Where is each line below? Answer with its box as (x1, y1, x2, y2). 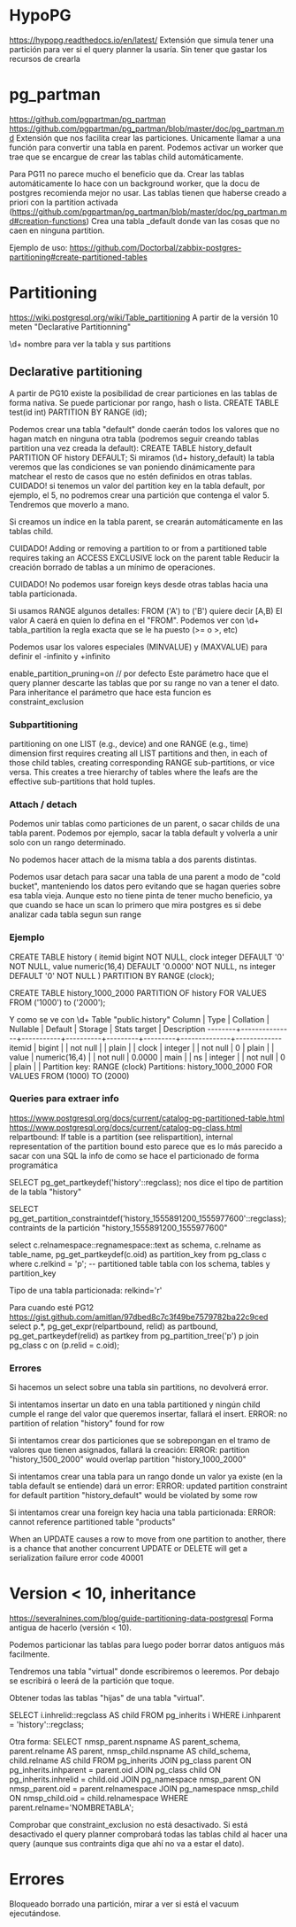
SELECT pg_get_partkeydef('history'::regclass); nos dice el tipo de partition (9, 1177, 284, 1187)
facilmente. (9, 1649, 50, 1659)
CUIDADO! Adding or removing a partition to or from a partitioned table (9, 542, 268, 554)
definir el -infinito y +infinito (9, 650, 110, 661)
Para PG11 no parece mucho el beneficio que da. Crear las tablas (9, 168, 245, 179)
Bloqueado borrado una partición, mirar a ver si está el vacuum (9, 1898, 239, 1909)
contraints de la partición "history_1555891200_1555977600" (9, 1222, 228, 1232)
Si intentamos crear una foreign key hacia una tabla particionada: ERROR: (9, 1507, 277, 1518)
